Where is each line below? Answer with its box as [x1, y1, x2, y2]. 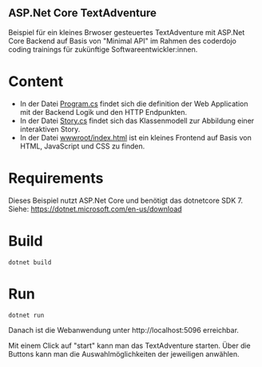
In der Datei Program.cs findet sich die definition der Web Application [19, 99, 248, 109]
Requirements [8, 169, 104, 187]
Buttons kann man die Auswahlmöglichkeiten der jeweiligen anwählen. [8, 349, 240, 358]
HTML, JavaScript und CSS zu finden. [19, 141, 145, 151]
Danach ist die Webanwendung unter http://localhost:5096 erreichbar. [8, 325, 240, 334]
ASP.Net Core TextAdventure [8, 6, 157, 20]
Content [8, 73, 64, 90]
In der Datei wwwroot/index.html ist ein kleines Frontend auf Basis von [19, 132, 252, 142]
